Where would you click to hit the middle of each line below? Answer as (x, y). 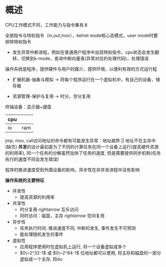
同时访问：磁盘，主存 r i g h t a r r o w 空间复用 (62, 215)
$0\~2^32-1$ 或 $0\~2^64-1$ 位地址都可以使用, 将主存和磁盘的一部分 (90, 253)
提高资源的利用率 (37, 197)
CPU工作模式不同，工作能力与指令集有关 (47, 25)
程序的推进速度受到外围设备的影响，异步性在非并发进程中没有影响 (72, 170)
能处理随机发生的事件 (41, 234)
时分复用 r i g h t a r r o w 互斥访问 (49, 209)
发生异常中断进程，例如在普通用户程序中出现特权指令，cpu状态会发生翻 (86, 52)
